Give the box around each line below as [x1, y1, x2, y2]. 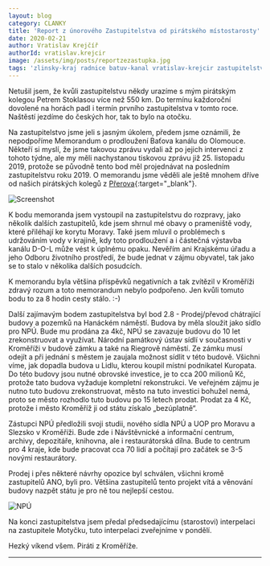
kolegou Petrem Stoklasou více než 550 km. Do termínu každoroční [8, 94, 231, 105]
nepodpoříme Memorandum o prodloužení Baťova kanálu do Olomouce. [8, 136, 246, 146]
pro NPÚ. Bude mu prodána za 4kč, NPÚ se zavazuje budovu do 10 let [8, 326, 241, 336]
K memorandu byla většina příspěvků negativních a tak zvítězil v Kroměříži [8, 277, 255, 286]
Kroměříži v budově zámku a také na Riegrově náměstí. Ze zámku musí [8, 343, 243, 353]
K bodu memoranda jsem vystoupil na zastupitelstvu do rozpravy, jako [8, 210, 241, 219]
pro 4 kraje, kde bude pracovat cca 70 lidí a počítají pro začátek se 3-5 [8, 444, 243, 454]
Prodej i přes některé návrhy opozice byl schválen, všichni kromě [8, 468, 224, 478]
